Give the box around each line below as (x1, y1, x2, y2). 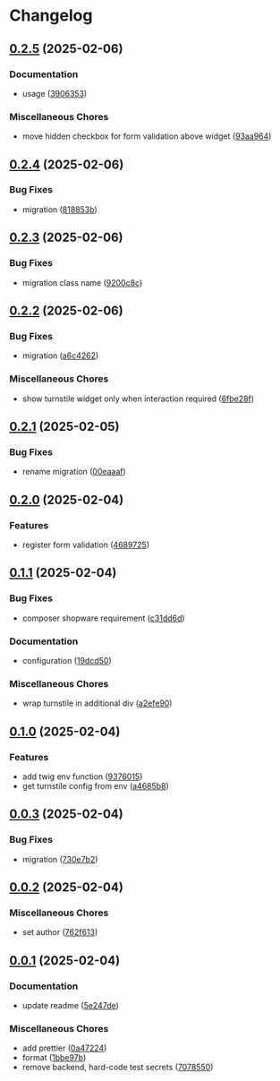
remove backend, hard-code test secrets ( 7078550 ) (21, 1062, 214, 1073)
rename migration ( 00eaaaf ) (21, 467, 127, 477)
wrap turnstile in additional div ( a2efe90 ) (21, 698, 173, 708)
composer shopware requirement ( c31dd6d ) (21, 613, 185, 623)
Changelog (9, 5, 93, 26)
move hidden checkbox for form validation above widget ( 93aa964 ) (21, 131, 272, 142)
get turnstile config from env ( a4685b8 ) (21, 780, 170, 791)
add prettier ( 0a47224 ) (21, 1042, 107, 1053)
